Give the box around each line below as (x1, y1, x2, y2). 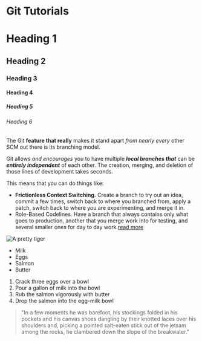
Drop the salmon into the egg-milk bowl (15, 297, 114, 304)
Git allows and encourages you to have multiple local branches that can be (6, 155, 195, 162)
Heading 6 (6, 118, 33, 125)
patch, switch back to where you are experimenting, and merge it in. (15, 204, 186, 211)
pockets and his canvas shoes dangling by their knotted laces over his (21, 315, 197, 322)
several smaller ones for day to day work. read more (15, 223, 144, 230)
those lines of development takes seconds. (6, 167, 114, 175)
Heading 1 (6, 32, 57, 46)
